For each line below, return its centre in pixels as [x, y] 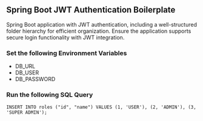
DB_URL [25, 67]
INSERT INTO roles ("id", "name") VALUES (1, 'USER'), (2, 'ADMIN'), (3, [101, 107]
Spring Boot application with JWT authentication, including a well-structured [102, 24]
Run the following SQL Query [50, 95]
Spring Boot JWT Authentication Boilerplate [91, 10]
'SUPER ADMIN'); [27, 113]
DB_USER [27, 73]
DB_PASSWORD [35, 79]
